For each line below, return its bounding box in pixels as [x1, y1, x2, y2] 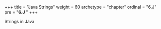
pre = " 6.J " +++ [4, 9, 38, 15]
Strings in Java [4, 19, 35, 24]
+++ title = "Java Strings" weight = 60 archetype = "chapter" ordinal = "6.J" [4, 4, 157, 10]
